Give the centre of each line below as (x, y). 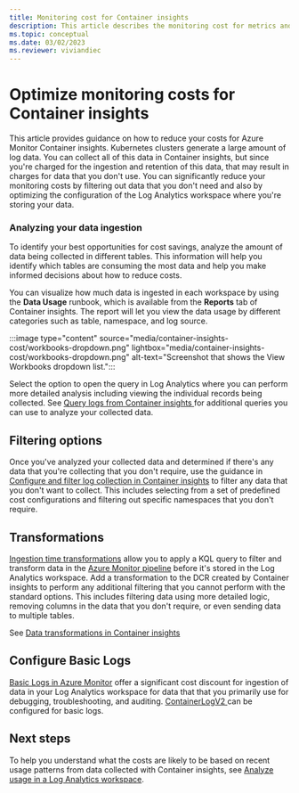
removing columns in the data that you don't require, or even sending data (145, 606)
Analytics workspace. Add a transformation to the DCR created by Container (149, 577)
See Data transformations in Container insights (95, 633)
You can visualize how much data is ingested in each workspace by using (144, 293)
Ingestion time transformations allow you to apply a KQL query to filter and (145, 559)
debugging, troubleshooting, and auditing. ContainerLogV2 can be (131, 701)
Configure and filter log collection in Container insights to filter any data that (149, 481)
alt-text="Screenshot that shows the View (208, 357)
